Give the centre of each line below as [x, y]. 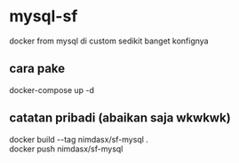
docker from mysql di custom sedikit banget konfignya [109, 41]
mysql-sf [44, 16]
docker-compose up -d [52, 89]
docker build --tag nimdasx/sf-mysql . [79, 139]
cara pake [37, 69]
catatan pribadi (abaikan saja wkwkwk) [120, 118]
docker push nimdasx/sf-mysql [66, 149]
